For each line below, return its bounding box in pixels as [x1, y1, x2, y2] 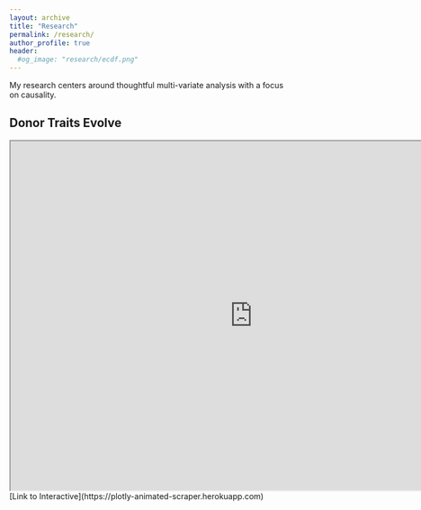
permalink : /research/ [9, 30, 94, 39]
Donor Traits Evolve [9, 115, 122, 131]
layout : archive [9, 13, 70, 23]
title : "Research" [9, 22, 78, 31]
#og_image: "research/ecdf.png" [17, 55, 139, 64]
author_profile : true [9, 38, 91, 48]
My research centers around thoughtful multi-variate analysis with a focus [9, 80, 284, 90]
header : [9, 47, 39, 56]
